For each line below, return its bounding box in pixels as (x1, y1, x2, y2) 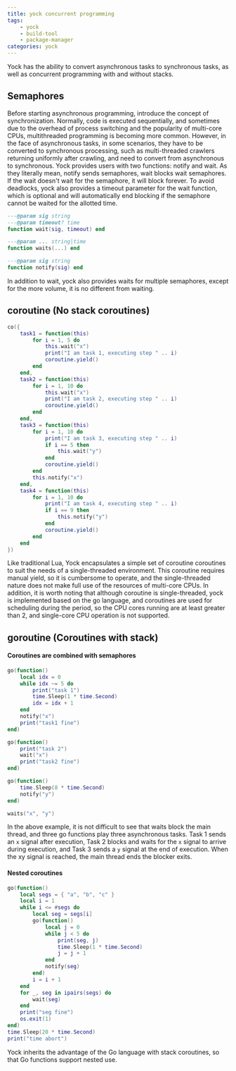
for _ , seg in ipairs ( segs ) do (20, 989, 112, 996)
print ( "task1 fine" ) (20, 719, 80, 726)
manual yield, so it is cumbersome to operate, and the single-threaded (7, 574, 211, 582)
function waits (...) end (7, 244, 80, 252)
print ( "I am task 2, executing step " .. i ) (44, 395, 178, 402)
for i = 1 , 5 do (32, 336, 80, 344)
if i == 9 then (44, 507, 90, 514)
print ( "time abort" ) (7, 1035, 68, 1042)
